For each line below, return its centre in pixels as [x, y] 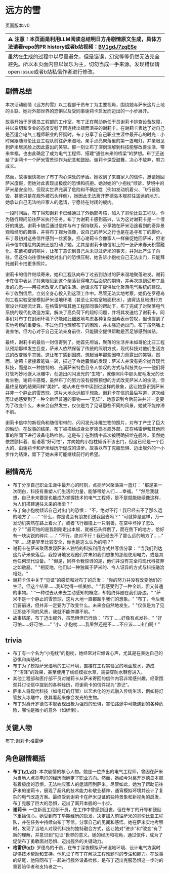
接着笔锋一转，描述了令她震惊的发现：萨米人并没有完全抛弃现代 [98, 361]
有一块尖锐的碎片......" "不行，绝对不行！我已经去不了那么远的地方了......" [88, 536]
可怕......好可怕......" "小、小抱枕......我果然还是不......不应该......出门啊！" [86, 624]
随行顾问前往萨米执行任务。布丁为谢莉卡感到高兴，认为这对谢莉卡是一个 [85, 219]
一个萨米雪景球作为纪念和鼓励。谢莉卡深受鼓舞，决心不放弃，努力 [96, 160]
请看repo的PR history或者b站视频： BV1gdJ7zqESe [75, 47]
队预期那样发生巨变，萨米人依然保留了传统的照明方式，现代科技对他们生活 [83, 348]
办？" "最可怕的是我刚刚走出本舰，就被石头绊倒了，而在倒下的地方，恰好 [88, 529]
